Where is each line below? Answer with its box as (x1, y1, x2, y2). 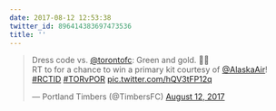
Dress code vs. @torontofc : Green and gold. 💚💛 (31, 55, 210, 66)
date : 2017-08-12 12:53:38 (9, 13, 112, 23)
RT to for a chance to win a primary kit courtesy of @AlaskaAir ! (31, 64, 268, 75)
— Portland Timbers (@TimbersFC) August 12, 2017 (31, 91, 225, 102)
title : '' (9, 30, 47, 39)
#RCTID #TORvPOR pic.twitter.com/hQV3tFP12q (31, 74, 212, 85)
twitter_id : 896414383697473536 (9, 22, 132, 31)
